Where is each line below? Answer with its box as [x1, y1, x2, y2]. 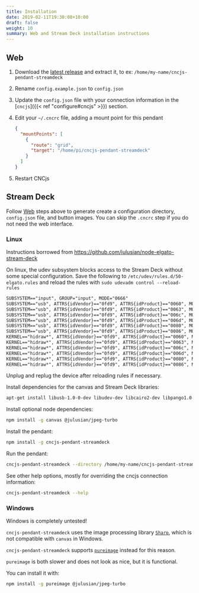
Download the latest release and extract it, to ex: [14, 68, 133, 75]
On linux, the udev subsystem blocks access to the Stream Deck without [6, 266, 183, 273]
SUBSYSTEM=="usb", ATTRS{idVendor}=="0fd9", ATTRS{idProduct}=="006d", [6, 317, 187, 323]
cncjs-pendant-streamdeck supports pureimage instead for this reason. [6, 547, 176, 554]
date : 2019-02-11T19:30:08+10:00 [6, 14, 89, 20]
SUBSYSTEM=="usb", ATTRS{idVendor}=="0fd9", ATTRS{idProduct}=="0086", [6, 328, 187, 334]
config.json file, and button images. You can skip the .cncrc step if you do [6, 214, 188, 221]
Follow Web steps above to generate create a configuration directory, [6, 208, 176, 215]
